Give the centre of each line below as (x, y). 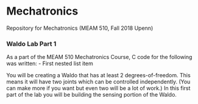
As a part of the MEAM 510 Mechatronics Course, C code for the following (99, 57)
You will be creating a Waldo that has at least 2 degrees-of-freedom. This (98, 75)
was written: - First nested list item (50, 64)
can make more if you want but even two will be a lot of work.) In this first (98, 88)
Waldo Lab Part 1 (31, 44)
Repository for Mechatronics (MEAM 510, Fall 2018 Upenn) (80, 28)
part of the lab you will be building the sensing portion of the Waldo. (91, 95)
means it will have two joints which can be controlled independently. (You (98, 82)
